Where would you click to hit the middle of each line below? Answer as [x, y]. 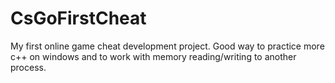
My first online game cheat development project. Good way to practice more [167, 46]
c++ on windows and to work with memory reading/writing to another [153, 56]
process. [28, 67]
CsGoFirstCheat [78, 18]
